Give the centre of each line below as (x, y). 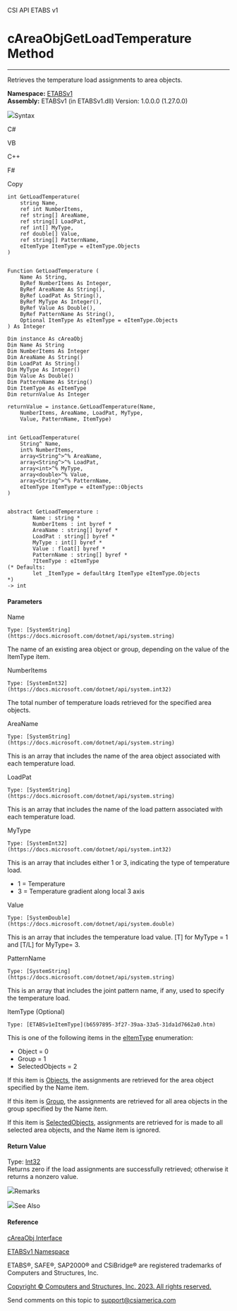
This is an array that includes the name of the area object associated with (114, 756)
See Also (28, 1206)
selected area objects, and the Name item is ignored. (84, 1130)
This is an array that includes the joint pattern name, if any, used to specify (116, 991)
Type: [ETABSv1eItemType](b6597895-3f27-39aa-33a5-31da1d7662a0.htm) (112, 1025)
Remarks (27, 1191)
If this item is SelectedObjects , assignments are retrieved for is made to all (115, 1123)
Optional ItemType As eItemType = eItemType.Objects (99, 320)
